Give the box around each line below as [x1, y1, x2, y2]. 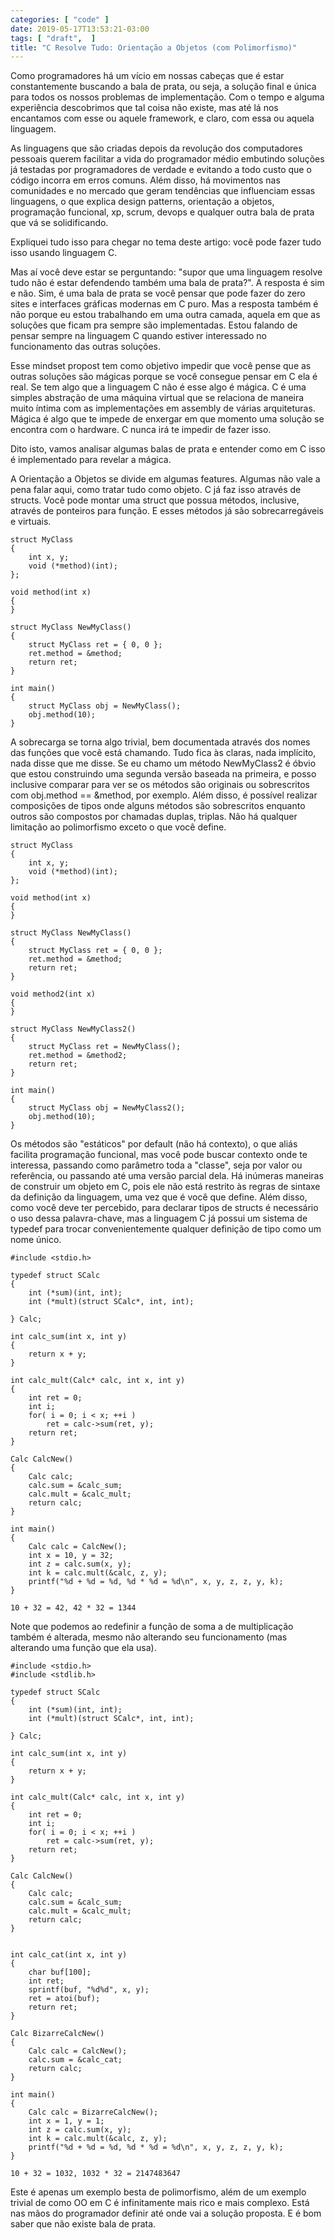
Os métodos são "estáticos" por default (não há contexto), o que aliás [10, 1138, 298, 1150]
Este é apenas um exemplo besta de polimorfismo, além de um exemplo [10, 2186, 307, 2198]
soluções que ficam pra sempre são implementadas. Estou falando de [10, 319, 298, 331]
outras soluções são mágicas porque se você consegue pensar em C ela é [10, 371, 318, 383]
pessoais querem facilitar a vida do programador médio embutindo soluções [10, 153, 325, 165]
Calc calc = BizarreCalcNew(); [28, 2107, 159, 2118]
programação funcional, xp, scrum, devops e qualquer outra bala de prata [10, 206, 315, 218]
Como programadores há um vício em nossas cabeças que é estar [10, 70, 285, 82]
